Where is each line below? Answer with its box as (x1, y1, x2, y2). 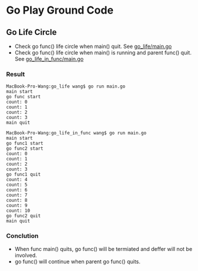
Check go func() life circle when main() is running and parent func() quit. (14, 49, 192, 56)
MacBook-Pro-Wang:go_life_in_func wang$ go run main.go (6, 130, 147, 136)
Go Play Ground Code (6, 4, 114, 17)
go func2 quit (6, 213, 41, 219)
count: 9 (6, 202, 28, 209)
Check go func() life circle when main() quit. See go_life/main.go (14, 43, 172, 50)
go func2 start (6, 146, 44, 151)
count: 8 (6, 198, 28, 204)
